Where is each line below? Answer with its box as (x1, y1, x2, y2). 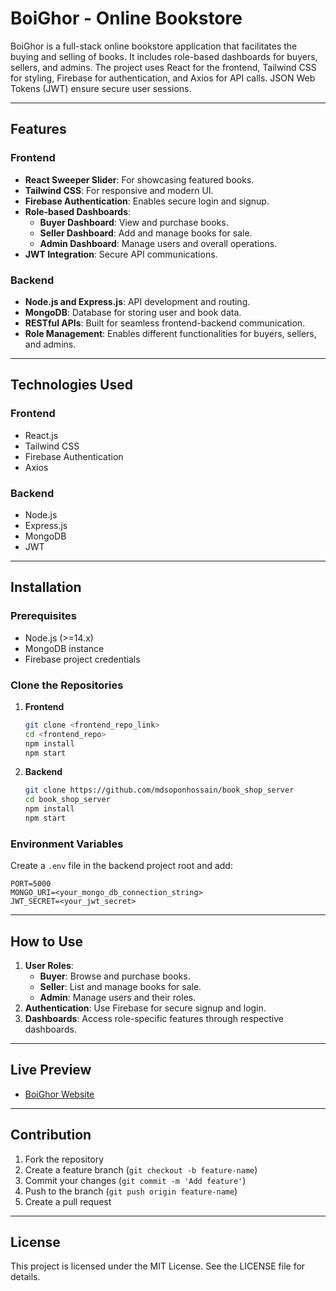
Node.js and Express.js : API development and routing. (24, 295, 251, 307)
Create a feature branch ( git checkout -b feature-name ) (24, 1163, 258, 1176)
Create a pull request (24, 1195, 112, 1207)
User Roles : (24, 960, 74, 971)
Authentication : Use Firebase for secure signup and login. (24, 1002, 267, 1014)
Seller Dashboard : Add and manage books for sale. (39, 227, 253, 239)
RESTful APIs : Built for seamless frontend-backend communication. (24, 317, 306, 329)
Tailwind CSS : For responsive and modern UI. (24, 184, 214, 196)
